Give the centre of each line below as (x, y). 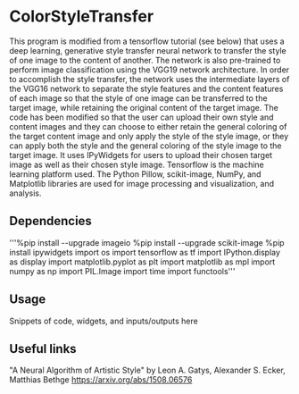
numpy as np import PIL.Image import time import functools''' (122, 271)
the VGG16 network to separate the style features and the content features (146, 88)
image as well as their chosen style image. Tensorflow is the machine (137, 164)
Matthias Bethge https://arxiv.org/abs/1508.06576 (101, 380)
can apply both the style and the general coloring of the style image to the (146, 146)
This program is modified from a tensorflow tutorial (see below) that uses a (147, 41)
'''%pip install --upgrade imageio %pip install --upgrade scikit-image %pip (147, 242)
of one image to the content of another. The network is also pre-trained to (145, 60)
